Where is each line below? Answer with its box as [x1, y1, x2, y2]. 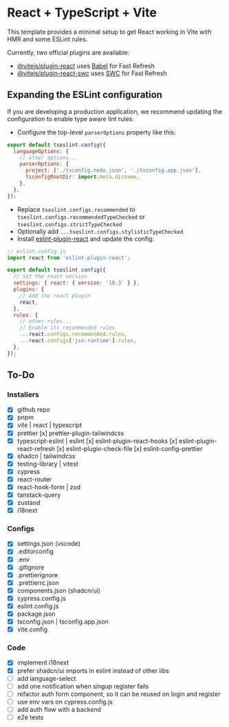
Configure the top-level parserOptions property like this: [17, 128, 177, 136]
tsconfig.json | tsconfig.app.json [17, 617, 109, 626]
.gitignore [17, 563, 45, 571]
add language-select [17, 674, 76, 682]
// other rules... [19, 318, 72, 325]
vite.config [17, 626, 48, 634]
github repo [17, 406, 50, 414]
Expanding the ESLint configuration [7, 89, 163, 101]
